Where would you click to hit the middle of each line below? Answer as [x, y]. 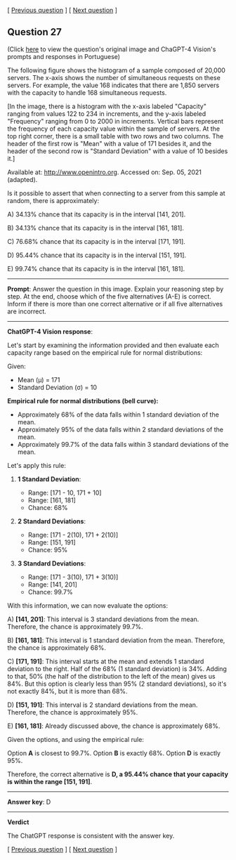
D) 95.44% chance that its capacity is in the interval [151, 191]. [97, 255]
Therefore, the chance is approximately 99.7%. [75, 626]
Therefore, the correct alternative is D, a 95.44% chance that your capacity [118, 774]
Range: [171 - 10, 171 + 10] [65, 493]
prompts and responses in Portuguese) [64, 56]
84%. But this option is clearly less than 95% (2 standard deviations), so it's [117, 684]
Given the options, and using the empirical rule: [76, 739]
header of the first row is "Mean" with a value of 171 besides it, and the [110, 143]
